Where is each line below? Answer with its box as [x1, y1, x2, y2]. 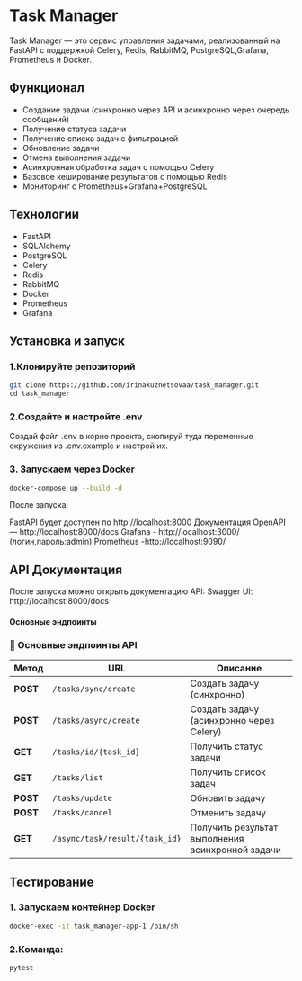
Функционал [9, 80, 85, 95]
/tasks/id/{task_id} [52, 747, 141, 757]
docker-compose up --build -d [9, 483, 123, 492]
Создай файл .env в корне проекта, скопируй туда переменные [9, 431, 253, 442]
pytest [9, 964, 34, 973]
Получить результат [190, 821, 279, 833]
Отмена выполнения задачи [22, 152, 131, 163]
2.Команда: [9, 942, 64, 955]
